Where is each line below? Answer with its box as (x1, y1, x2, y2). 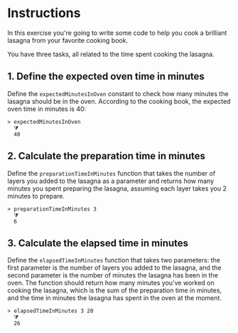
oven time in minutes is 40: (7, 105, 87, 113)
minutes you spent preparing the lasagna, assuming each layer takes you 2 (7, 184, 227, 193)
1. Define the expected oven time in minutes (7, 70, 205, 83)
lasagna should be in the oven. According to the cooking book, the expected (7, 97, 231, 105)
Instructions (7, 5, 81, 21)
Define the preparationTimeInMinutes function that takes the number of (7, 169, 216, 177)
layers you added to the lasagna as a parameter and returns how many (7, 176, 215, 185)
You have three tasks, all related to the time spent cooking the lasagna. (7, 50, 215, 58)
